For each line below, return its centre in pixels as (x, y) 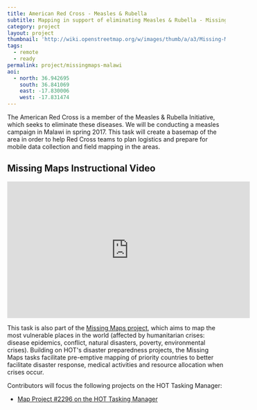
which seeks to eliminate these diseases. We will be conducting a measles (113, 125)
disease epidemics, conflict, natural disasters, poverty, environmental (106, 342)
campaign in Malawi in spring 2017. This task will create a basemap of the (112, 132)
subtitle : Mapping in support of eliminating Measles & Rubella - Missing (117, 20)
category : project (34, 26)
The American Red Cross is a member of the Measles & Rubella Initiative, (111, 117)
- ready (25, 59)
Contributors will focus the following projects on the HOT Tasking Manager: (115, 385)
